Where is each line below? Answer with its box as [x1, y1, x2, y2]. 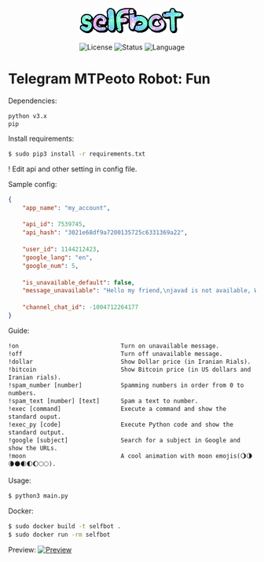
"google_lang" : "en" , [22, 253, 93, 262]
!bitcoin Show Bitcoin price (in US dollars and [8, 365, 251, 373]
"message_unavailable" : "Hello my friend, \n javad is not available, [22, 287, 251, 295]
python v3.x [8, 112, 47, 120]
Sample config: [8, 179, 57, 189]
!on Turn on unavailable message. [8, 342, 220, 350]
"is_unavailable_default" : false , [22, 278, 135, 286]
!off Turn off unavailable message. [8, 350, 223, 358]
